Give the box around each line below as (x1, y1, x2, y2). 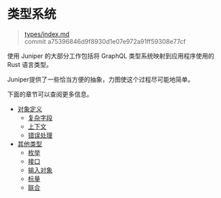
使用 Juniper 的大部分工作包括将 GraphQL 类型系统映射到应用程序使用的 (7, 52, 215, 60)
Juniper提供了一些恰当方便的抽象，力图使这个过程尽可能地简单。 (7, 75, 194, 84)
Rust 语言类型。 (7, 60, 53, 68)
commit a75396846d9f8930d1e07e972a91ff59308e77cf (24, 37, 186, 45)
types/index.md (24, 29, 70, 38)
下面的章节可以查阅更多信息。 (7, 90, 93, 98)
